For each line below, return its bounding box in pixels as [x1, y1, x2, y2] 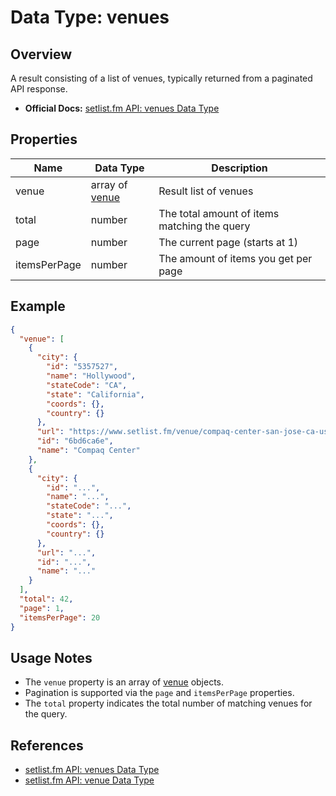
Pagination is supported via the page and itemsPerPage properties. [24, 687, 295, 699]
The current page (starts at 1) [158, 235, 299, 249]
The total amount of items [158, 206, 280, 220]
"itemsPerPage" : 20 [19, 612, 101, 623]
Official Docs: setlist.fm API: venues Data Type [24, 102, 220, 114]
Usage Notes [10, 649, 93, 666]
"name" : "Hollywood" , [46, 371, 137, 381]
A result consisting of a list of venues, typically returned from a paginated [10, 72, 313, 84]
